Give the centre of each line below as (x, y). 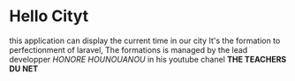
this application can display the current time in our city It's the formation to (145, 40)
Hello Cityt (49, 16)
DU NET (24, 69)
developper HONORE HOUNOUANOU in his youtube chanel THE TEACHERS (148, 59)
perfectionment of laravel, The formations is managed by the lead (129, 49)
